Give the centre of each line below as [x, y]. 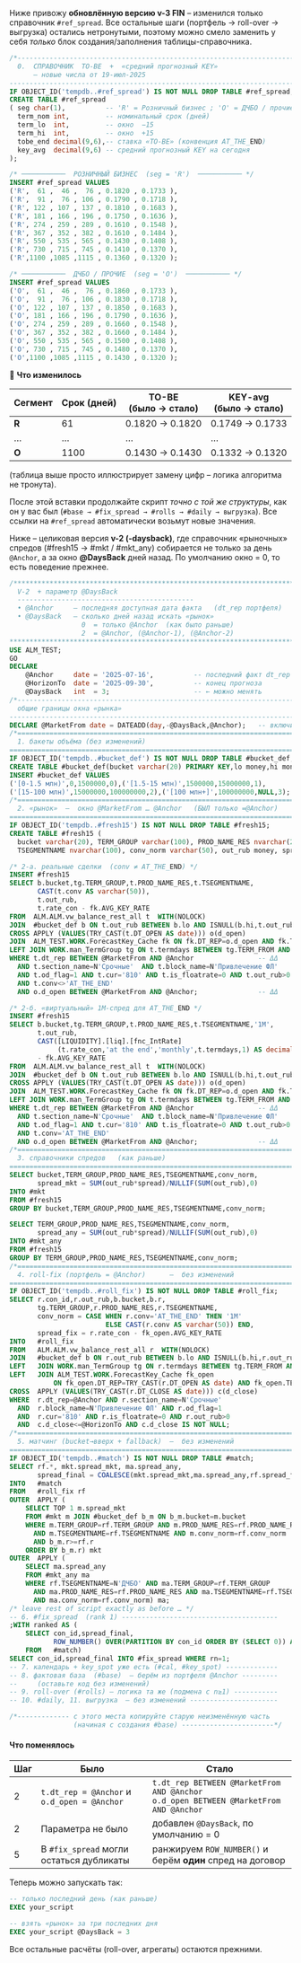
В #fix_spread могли [85, 1849]
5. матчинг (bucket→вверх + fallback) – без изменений [126, 1442]
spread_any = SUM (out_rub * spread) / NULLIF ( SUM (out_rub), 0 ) [147, 1233]
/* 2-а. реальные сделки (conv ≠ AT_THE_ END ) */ [104, 867]
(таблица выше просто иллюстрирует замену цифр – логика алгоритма [146, 474]
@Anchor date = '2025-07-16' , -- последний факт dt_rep [158, 675]
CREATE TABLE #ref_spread [57, 100]
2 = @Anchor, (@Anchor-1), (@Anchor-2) [158, 633]
